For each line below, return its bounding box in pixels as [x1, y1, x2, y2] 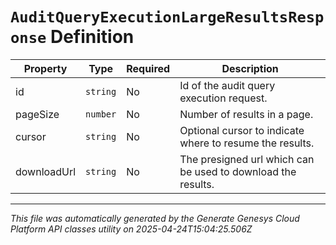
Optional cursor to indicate [179, 123, 305, 137]
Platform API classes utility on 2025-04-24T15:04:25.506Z [10, 223, 253, 235]
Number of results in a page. [179, 107, 314, 121]
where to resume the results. [179, 136, 315, 150]
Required [126, 61, 171, 75]
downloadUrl [15, 164, 77, 178]
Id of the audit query [179, 78, 276, 92]
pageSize [15, 107, 60, 121]
